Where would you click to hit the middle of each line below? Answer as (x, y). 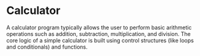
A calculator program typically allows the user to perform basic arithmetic (99, 27)
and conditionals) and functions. (47, 47)
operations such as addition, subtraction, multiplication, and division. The (98, 33)
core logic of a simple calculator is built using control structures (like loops (100, 40)
